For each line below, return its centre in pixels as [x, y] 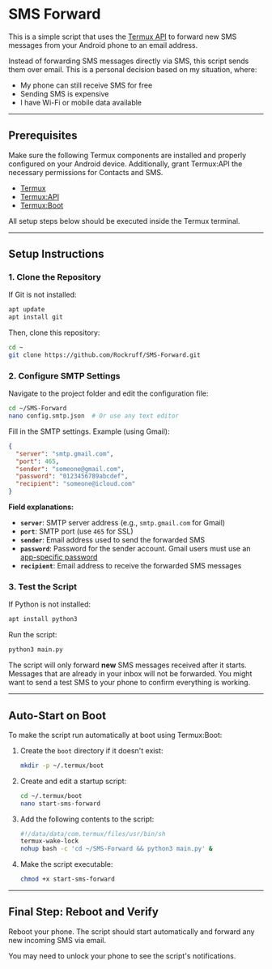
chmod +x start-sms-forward [67, 879]
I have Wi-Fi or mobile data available [81, 102]
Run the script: [33, 635]
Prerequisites [43, 136]
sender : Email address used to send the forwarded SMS [113, 540]
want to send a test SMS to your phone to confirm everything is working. [130, 683]
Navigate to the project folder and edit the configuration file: [108, 393]
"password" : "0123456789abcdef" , [72, 476]
